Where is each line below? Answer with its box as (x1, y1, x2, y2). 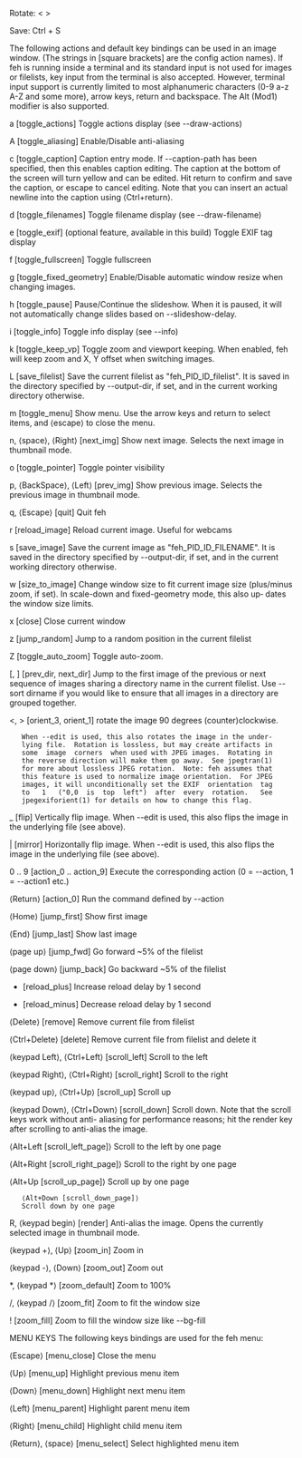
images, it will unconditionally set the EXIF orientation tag (21, 780, 273, 789)
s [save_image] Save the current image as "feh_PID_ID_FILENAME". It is (9, 542, 276, 552)
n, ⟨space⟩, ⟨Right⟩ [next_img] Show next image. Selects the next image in (9, 435, 285, 445)
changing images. (9, 281, 76, 292)
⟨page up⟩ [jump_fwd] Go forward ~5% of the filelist (9, 947, 203, 957)
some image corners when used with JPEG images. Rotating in (21, 748, 273, 757)
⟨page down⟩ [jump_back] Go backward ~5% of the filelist (9, 964, 227, 974)
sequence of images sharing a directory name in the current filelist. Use (9, 678, 277, 688)
